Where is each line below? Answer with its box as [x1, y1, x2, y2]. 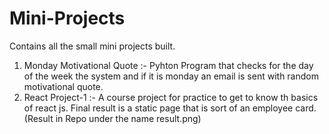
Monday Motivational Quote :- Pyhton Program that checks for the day [23, 59, 314, 71]
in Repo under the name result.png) [55, 112, 202, 124]
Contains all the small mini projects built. [9, 40, 176, 52]
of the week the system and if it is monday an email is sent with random [23, 70, 319, 82]
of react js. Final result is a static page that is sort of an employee [23, 102, 294, 114]
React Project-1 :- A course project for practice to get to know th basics [23, 91, 319, 103]
